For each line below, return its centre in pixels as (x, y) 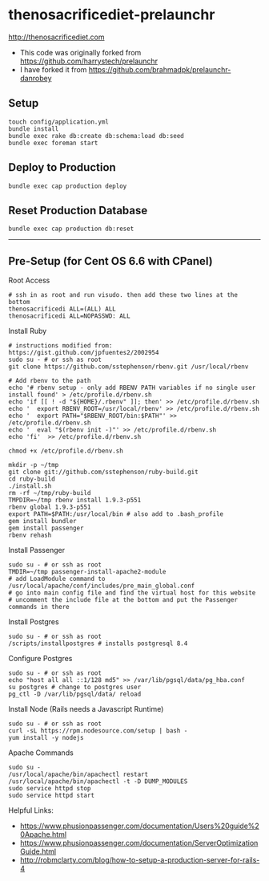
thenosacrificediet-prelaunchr (112, 15)
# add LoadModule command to (57, 579)
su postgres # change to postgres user (75, 688)
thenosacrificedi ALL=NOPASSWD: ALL (69, 316)
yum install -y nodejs (46, 738)
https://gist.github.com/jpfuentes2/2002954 (84, 353)
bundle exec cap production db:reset (71, 229)
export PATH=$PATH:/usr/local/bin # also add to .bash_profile (116, 514)
